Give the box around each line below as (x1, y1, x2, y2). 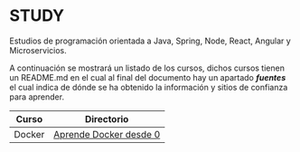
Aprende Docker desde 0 (53, 128, 161, 140)
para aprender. (9, 91, 65, 102)
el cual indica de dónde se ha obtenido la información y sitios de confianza (9, 81, 288, 92)
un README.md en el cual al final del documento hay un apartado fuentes (9, 71, 286, 82)
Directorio (84, 112, 129, 125)
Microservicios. (9, 44, 67, 55)
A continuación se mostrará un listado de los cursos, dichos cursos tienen (9, 62, 285, 73)
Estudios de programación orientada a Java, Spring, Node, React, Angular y (9, 35, 291, 46)
